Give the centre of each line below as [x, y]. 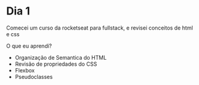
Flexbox [25, 70]
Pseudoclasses [34, 77]
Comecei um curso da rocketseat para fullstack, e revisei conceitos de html [100, 28]
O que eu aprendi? [29, 46]
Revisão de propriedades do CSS [56, 64]
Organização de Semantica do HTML [61, 57]
